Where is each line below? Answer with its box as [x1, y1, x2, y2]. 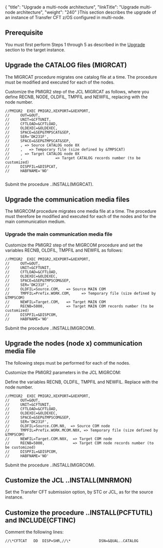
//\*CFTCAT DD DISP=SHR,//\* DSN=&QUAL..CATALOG [5, 539, 139, 544]
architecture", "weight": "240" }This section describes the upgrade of [16, 9, 156, 15]
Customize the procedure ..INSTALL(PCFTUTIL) [5, 508, 153, 517]
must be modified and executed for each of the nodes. [5, 79, 115, 85]
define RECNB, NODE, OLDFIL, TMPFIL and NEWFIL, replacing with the [5, 94, 148, 100]
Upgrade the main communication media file [5, 231, 113, 238]
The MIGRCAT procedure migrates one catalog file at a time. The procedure [5, 74, 157, 80]
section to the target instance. [5, 46, 65, 53]
